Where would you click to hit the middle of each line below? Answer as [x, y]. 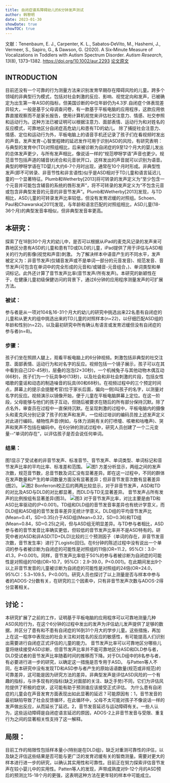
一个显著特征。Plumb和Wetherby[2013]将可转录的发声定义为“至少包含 [87, 179]
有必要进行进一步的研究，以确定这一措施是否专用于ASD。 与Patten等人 [79, 662]
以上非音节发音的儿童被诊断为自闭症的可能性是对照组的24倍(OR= [73, 568]
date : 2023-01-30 [24, 19]
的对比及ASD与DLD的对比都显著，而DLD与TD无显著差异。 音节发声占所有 [82, 492]
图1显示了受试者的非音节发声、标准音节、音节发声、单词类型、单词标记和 [81, 460]
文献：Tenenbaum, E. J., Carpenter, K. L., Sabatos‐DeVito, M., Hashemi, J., [83, 44]
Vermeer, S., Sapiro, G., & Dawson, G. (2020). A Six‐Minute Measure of [79, 50]
